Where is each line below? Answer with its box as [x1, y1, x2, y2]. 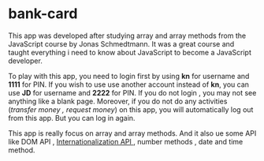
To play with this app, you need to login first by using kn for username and [8, 71, 250, 80]
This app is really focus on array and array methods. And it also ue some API [8, 128, 257, 138]
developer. [8, 56, 43, 66]
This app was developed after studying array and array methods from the [8, 31, 247, 40]
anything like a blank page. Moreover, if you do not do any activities [8, 96, 228, 106]
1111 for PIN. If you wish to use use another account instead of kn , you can [8, 80, 250, 89]
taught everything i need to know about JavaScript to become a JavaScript [8, 47, 252, 57]
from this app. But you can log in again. [8, 113, 136, 122]
